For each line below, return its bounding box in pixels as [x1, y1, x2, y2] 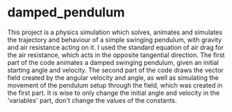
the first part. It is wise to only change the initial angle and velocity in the [7, 88, 220, 97]
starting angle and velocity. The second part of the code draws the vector [7, 66, 224, 74]
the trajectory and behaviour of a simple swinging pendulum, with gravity [7, 35, 222, 44]
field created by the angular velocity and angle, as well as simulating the [7, 73, 219, 82]
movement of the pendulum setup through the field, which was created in [7, 81, 223, 89]
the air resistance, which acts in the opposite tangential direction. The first [7, 51, 226, 59]
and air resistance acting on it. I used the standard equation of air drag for [7, 43, 224, 51]
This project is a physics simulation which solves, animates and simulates [7, 28, 223, 36]
